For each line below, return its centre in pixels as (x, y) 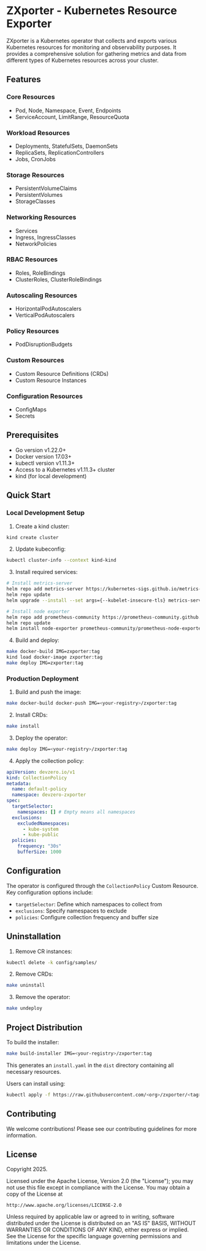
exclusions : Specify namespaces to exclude (71, 911)
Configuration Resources (44, 396)
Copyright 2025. (27, 1169)
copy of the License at (35, 1194)
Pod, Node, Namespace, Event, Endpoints (68, 110)
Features (24, 79)
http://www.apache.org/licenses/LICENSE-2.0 (64, 1206)
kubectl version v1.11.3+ (45, 463)
